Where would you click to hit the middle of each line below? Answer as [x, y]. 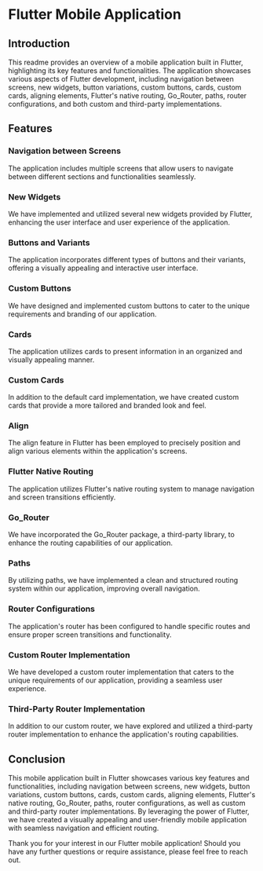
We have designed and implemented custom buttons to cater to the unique [129, 306]
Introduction [39, 44]
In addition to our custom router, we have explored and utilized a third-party [131, 726]
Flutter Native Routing [51, 471]
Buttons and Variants [49, 243]
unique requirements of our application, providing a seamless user [115, 680]
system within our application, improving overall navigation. [104, 589]
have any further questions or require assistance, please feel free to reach [128, 852]
